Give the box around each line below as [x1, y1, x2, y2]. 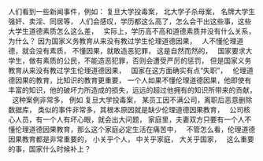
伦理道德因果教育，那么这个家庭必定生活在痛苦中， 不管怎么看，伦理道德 [14, 125, 256, 134]
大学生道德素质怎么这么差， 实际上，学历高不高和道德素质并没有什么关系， [8, 27, 256, 35]
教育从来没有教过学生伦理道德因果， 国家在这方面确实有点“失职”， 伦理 [8, 66, 246, 75]
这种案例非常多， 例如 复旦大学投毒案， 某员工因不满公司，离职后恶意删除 [11, 95, 253, 104]
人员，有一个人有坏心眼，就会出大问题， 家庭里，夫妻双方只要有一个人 [14, 115, 245, 124]
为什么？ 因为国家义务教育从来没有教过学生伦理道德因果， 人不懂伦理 [8, 36, 237, 46]
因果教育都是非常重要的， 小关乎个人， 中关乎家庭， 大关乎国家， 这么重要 [8, 134, 254, 144]
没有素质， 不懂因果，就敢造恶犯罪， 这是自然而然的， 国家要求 [35, 46, 246, 55]
